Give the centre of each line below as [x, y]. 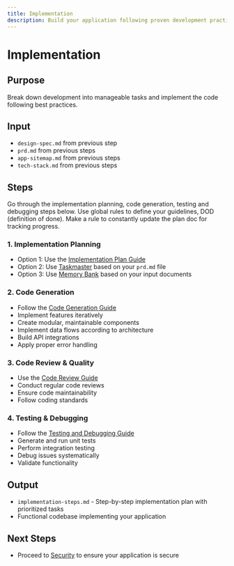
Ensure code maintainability [57, 393]
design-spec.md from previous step [67, 143]
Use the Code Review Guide [58, 378]
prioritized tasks [40, 509]
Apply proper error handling [57, 344]
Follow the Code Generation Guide [67, 307]
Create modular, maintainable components [78, 322]
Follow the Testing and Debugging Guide [76, 434]
